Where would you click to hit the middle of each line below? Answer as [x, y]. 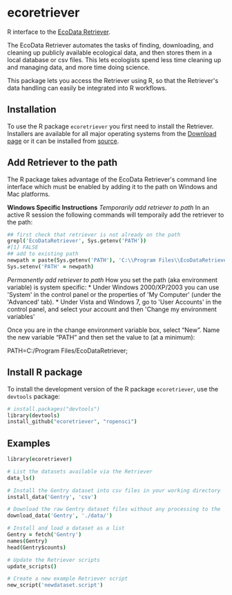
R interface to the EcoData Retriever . [59, 32]
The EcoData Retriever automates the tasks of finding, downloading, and [110, 45]
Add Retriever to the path [62, 163]
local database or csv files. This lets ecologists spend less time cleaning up [114, 59]
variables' [21, 316]
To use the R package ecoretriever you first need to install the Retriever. [110, 126]
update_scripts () [32, 566]
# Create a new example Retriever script [68, 579]
